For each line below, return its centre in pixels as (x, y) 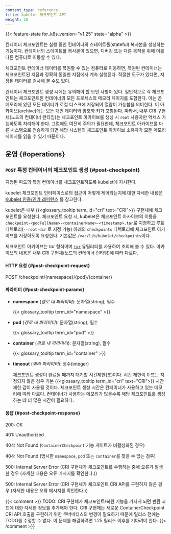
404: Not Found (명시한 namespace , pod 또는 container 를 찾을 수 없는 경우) (81, 456)
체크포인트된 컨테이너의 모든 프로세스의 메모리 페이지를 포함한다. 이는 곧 (90, 98)
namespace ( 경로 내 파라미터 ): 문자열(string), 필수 (64, 302)
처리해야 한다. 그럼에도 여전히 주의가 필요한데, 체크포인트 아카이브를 (90, 124)
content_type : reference (32, 10)
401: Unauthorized (25, 434)
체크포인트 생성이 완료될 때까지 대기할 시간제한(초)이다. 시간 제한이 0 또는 (86, 375)
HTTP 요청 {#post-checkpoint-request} (48, 265)
